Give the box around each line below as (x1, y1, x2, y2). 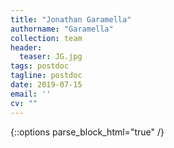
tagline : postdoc (10, 71, 83, 81)
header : (10, 42, 43, 53)
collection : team (10, 33, 83, 43)
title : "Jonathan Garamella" (10, 14, 132, 25)
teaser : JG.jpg (19, 52, 83, 62)
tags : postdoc (10, 61, 70, 71)
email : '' (10, 89, 52, 99)
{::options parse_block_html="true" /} (10, 126, 165, 138)
